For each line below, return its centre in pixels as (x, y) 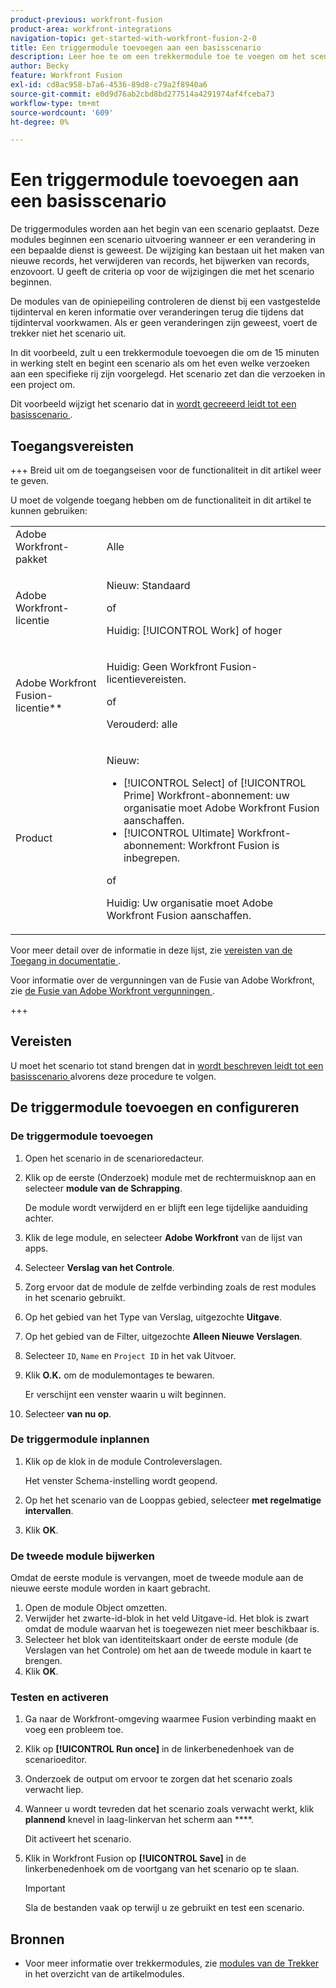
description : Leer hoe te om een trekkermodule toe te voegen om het (158, 57)
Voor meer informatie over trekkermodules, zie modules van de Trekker (172, 1963)
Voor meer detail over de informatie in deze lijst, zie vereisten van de (151, 950)
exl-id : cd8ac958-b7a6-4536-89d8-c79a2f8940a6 (109, 85)
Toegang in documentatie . (65, 960)
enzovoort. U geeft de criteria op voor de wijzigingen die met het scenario (162, 272)
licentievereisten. (146, 679)
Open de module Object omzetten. (96, 1608)
